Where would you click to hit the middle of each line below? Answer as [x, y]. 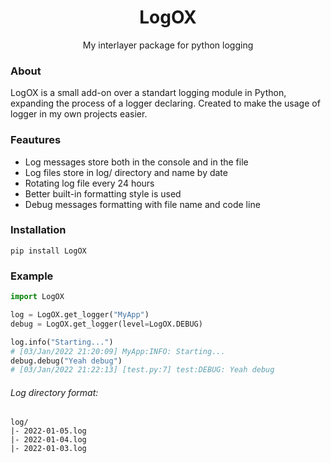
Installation [38, 230]
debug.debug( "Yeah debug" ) [66, 361]
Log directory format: [54, 392]
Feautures [36, 140]
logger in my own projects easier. [79, 114]
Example [32, 276]
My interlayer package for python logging [168, 45]
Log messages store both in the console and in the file [136, 162]
